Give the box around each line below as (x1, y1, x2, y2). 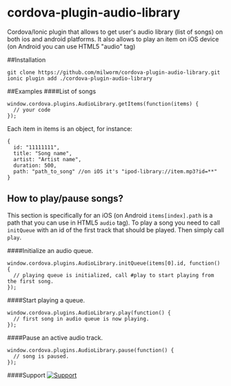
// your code (13, 106, 51, 113)
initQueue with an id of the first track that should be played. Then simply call (7, 225, 224, 234)
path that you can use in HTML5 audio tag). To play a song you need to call (7, 219, 221, 227)
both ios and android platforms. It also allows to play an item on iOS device (7, 34, 219, 43)
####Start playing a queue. (7, 296, 85, 304)
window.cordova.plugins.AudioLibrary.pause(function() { (7, 347, 174, 354)
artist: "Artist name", (13, 156, 81, 163)
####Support (7, 371, 46, 379)
